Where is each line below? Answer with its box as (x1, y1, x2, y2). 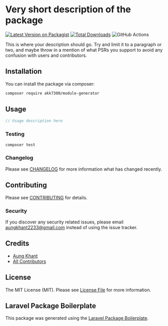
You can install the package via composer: (5, 80, 95, 87)
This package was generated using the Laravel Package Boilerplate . (5, 315, 149, 321)
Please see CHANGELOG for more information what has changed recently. (5, 166, 162, 172)
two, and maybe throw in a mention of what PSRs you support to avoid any (5, 47, 163, 53)
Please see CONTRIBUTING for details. (5, 194, 88, 200)
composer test (5, 142, 36, 147)
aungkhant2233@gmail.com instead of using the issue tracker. (5, 224, 138, 230)
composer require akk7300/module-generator (5, 91, 100, 96)
